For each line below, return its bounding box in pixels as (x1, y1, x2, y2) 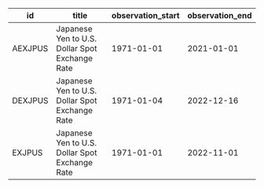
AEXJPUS (12, 43, 49, 53)
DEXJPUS (12, 95, 49, 105)
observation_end (187, 10, 252, 20)
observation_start (111, 10, 180, 20)
